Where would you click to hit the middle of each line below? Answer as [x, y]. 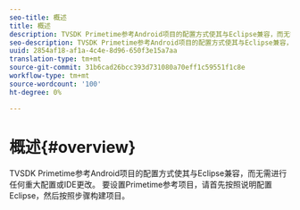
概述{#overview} [73, 147]
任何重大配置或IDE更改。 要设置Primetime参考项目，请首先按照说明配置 [141, 185]
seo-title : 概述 [38, 17]
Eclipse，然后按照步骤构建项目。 [70, 196]
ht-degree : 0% [36, 92]
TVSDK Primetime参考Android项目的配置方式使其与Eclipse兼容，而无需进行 [148, 173]
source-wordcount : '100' [55, 84]
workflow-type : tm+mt [50, 76]
